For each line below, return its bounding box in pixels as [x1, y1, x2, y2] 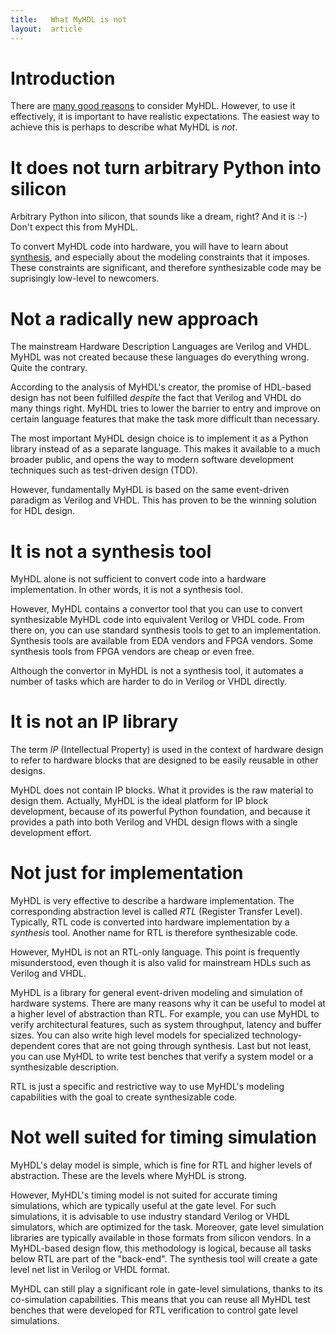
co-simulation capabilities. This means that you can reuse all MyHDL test [10, 1294, 311, 1306]
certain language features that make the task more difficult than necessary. [10, 413, 320, 425]
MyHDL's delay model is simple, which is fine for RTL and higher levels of [10, 1159, 313, 1171]
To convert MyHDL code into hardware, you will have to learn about [10, 241, 289, 253]
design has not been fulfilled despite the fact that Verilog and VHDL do [10, 392, 302, 404]
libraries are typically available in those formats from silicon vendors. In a [10, 1232, 312, 1244]
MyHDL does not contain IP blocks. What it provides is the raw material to [10, 784, 314, 796]
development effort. [10, 827, 92, 839]
